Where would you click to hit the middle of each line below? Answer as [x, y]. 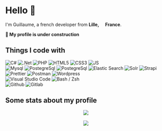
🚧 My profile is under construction [42, 34]
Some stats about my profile [51, 101]
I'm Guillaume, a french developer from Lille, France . [63, 24]
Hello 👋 [20, 10]
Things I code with [35, 50]
